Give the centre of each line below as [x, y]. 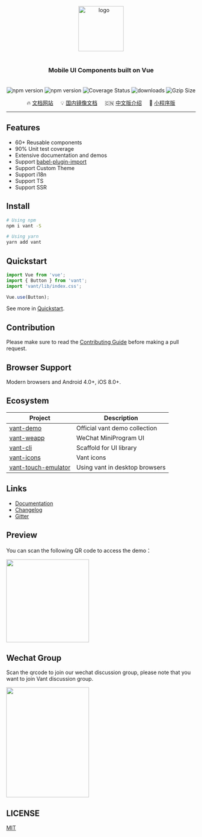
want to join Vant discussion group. [50, 679]
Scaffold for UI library [106, 448]
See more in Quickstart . [35, 308]
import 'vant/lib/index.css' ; [44, 286]
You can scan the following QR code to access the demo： [79, 550]
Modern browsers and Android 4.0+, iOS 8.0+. [64, 382]
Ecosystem [28, 401]
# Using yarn [23, 237]
